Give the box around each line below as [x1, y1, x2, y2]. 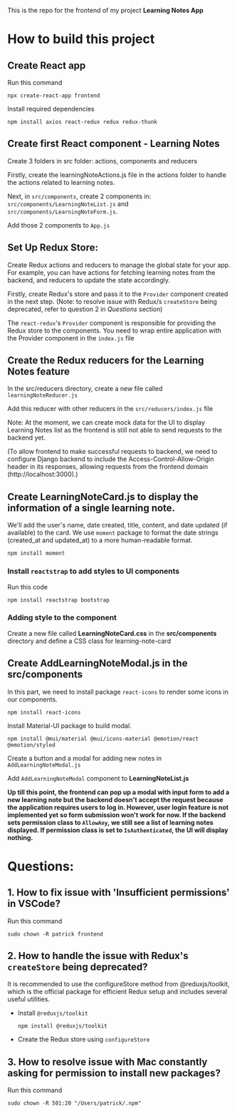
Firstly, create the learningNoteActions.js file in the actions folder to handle [7, 171, 226, 179]
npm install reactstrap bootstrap [7, 596, 110, 604]
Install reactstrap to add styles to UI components [7, 567, 180, 577]
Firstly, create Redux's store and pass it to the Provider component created [7, 289, 228, 298]
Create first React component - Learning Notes [7, 138, 220, 150]
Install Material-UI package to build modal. [7, 721, 132, 730]
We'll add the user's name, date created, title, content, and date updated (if [7, 521, 228, 530]
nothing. [7, 833, 33, 841]
